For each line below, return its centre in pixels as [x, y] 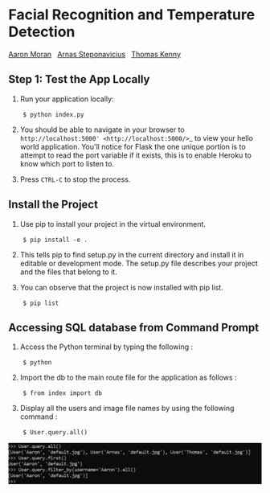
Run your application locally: [67, 99]
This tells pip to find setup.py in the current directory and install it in [132, 254]
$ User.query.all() [55, 433]
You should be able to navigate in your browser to [102, 129]
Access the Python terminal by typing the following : [106, 347]
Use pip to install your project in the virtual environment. [113, 224]
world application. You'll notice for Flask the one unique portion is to [133, 146]
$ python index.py [53, 114]
